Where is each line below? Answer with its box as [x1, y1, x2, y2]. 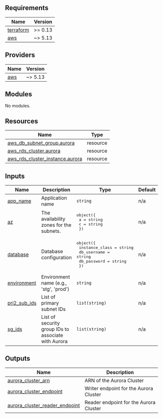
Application [41, 194, 67, 201]
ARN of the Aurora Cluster [84, 377, 144, 383]
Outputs [5, 354, 31, 363]
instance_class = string [79, 245, 134, 250]
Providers [5, 51, 35, 59]
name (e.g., [41, 279, 67, 286]
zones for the [41, 222, 72, 228]
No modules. [5, 103, 31, 109]
